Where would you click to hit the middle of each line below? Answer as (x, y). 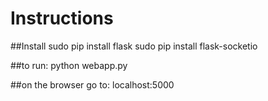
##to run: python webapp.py (69, 65)
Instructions (62, 18)
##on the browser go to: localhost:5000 (92, 84)
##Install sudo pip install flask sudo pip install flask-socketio (134, 46)
